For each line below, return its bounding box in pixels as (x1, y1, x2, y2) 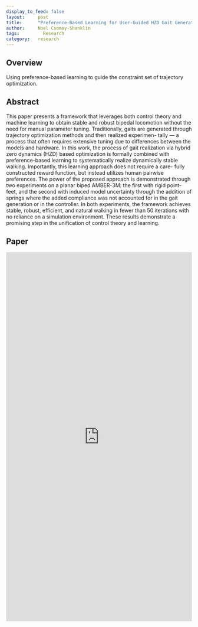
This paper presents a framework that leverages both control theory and (6, 113, 181, 120)
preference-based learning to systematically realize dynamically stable (6, 156, 179, 164)
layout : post (6, 14, 49, 20)
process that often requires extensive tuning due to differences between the (6, 138, 191, 145)
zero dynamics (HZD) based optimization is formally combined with (6, 150, 170, 157)
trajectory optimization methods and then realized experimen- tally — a (6, 131, 179, 139)
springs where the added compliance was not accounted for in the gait (6, 194, 178, 201)
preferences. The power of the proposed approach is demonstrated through (6, 175, 191, 182)
